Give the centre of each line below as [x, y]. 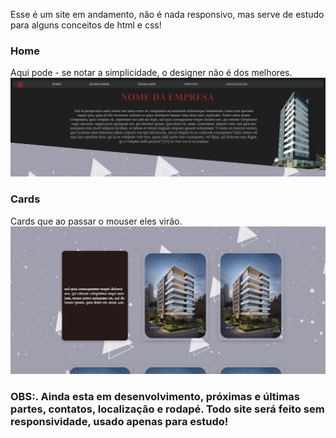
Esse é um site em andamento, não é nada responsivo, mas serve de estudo [167, 14]
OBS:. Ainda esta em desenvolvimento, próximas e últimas [155, 397]
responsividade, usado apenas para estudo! [119, 422]
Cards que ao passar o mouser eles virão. [96, 221]
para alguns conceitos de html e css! [86, 25]
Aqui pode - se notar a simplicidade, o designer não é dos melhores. [151, 73]
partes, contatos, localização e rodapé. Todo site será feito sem [167, 409]
